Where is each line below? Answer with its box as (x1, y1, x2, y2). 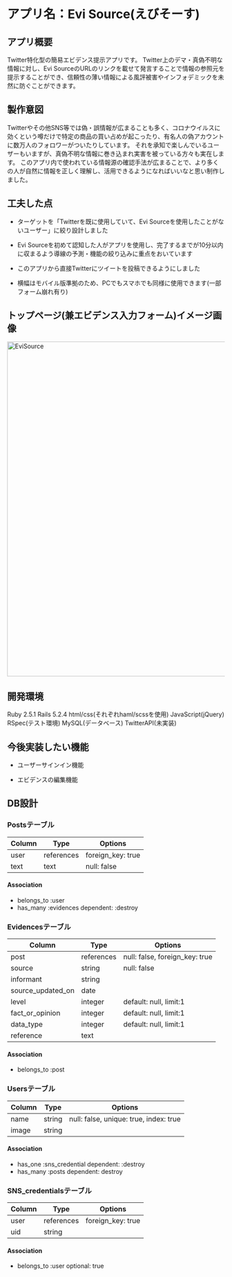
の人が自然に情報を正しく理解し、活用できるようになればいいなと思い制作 (7, 167, 219, 175)
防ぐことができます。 (19, 82, 79, 90)
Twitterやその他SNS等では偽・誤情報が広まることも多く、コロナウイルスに (7, 123, 221, 132)
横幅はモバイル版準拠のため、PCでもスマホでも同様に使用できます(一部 (17, 278, 222, 287)
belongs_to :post (17, 1065, 65, 1074)
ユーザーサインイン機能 (17, 761, 84, 769)
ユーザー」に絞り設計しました (23, 226, 108, 234)
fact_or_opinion (10, 1008, 61, 1018)
